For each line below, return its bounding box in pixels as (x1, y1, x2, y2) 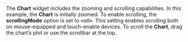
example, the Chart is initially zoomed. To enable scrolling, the (6, 11, 157, 18)
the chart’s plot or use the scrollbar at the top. (6, 29, 117, 36)
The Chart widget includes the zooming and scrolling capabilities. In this (6, 5, 182, 12)
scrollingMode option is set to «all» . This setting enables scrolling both (6, 17, 179, 24)
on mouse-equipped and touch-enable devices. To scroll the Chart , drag (6, 23, 183, 30)
